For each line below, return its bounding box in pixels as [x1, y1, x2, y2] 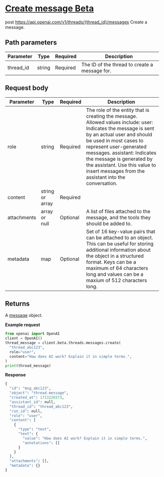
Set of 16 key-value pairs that [86, 228, 155, 235]
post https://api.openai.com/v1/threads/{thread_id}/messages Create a [5, 19, 147, 25]
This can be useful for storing [86, 240, 154, 247]
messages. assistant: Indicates [86, 149, 157, 156]
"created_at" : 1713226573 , [9, 395, 64, 400]
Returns [5, 299, 30, 308]
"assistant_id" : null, [9, 399, 56, 404]
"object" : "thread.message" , [9, 391, 69, 395]
